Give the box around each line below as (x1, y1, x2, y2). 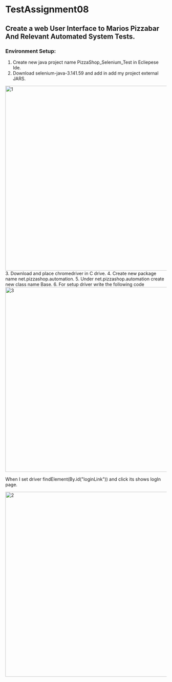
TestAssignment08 (5, 4, 89, 15)
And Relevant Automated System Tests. (5, 32, 136, 41)
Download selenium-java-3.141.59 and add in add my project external (12, 70, 159, 76)
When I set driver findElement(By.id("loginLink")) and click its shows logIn (5, 476, 161, 482)
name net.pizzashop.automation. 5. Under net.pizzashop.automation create (5, 276, 165, 282)
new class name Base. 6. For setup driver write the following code (5, 281, 144, 287)
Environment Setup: (5, 47, 56, 54)
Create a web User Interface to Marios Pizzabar (5, 24, 160, 33)
